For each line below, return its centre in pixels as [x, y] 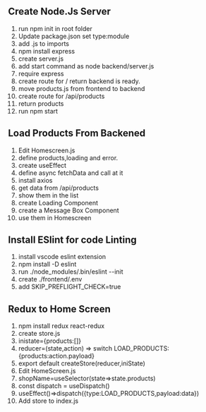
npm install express [47, 51]
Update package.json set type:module [74, 36]
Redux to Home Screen [60, 309]
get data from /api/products [59, 188]
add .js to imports [44, 43]
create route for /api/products [61, 96]
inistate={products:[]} [50, 341]
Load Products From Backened [77, 133]
